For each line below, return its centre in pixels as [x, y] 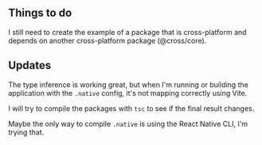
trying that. [26, 132]
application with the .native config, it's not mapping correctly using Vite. [128, 93]
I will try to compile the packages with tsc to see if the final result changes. [131, 108]
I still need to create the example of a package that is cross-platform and [127, 32]
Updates [30, 65]
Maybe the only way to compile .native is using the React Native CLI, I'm [128, 124]
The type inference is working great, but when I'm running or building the [128, 84]
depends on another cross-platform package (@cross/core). [108, 40]
